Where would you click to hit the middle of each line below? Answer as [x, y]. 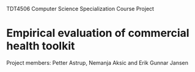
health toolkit [41, 46]
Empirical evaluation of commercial [98, 33]
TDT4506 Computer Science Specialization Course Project [80, 9]
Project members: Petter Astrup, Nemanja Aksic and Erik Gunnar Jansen [97, 62]
